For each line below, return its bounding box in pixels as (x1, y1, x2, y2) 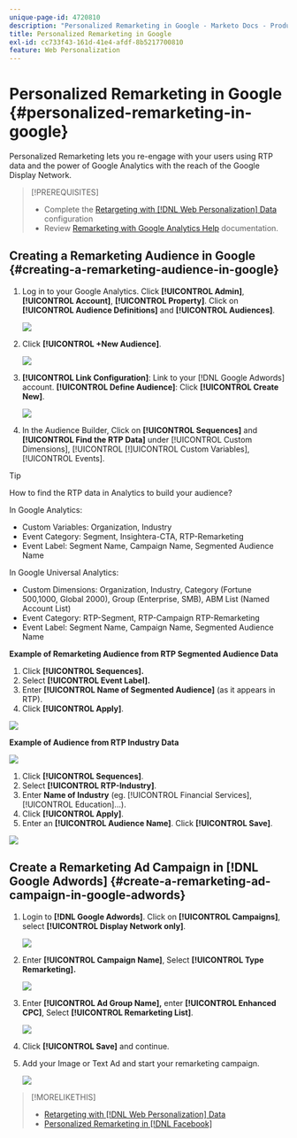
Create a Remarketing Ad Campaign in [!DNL (9, 860, 259, 875)
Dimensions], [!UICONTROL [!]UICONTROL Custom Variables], (21, 444, 250, 454)
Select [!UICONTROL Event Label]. (21, 675, 150, 685)
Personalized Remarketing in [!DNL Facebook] (43, 1118, 212, 1129)
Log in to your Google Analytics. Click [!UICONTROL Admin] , (21, 285, 245, 297)
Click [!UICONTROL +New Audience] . (21, 338, 162, 349)
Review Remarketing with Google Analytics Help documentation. (43, 223, 278, 234)
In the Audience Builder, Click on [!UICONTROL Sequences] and (21, 424, 258, 435)
